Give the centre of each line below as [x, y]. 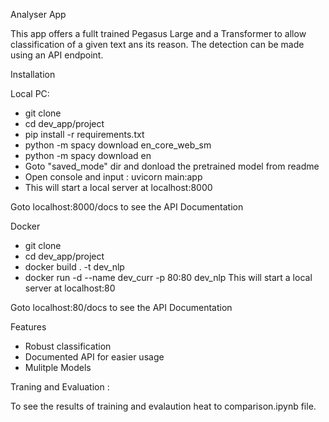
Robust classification [68, 346]
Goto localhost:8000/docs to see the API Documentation [127, 207]
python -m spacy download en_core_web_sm [118, 145]
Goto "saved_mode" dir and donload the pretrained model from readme [172, 166]
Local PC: [30, 93]
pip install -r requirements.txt [84, 134]
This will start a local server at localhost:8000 [118, 187]
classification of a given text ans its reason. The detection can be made [157, 44]
